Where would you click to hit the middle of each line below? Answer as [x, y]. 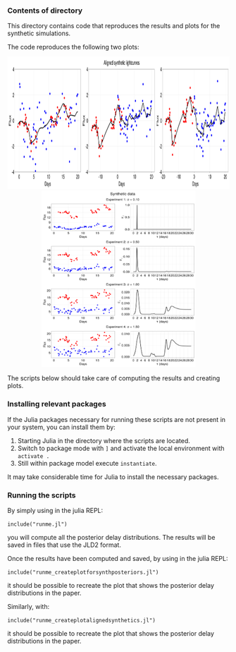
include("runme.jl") [38, 524]
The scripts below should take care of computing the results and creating [114, 378]
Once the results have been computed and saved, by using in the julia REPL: [118, 558]
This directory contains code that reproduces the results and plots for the [114, 26]
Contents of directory [45, 11]
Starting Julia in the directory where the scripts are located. [104, 440]
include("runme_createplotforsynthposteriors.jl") [83, 572]
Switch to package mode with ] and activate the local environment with [121, 448]
